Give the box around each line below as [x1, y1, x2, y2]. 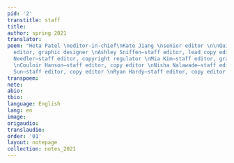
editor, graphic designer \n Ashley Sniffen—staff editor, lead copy [13, 49, 217, 56]
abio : [7, 87, 23, 94]
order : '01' [7, 132, 42, 139]
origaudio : [7, 119, 39, 127]
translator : [7, 36, 42, 43]
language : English [7, 101, 61, 108]
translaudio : [7, 126, 45, 133]
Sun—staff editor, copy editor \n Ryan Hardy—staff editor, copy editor [13, 68, 226, 75]
